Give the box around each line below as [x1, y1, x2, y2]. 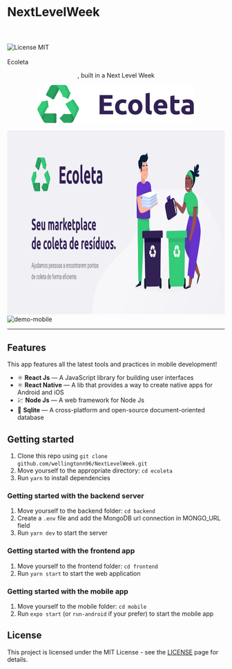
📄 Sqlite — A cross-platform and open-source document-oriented [17, 406, 206, 414]
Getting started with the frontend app [7, 546, 135, 556]
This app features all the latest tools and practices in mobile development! [7, 360, 217, 369]
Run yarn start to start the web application [17, 569, 141, 578]
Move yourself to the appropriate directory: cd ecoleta [17, 466, 173, 475]
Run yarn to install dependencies [17, 474, 110, 482]
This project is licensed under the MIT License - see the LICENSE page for [7, 648, 219, 656]
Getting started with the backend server [7, 491, 144, 500]
